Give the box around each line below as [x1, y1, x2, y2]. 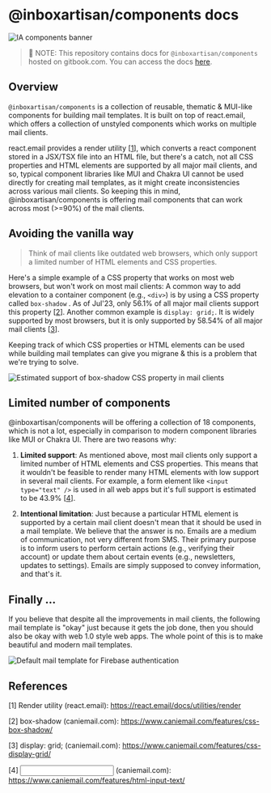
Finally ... [8, 592, 57, 606]
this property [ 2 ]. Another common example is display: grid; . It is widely [8, 307, 255, 316]
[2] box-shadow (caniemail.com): [8, 716, 120, 726]
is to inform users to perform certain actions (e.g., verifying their [19, 544, 235, 553]
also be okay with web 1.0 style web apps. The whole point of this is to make [8, 631, 264, 641]
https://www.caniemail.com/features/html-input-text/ [8, 775, 185, 785]
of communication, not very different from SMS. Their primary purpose [19, 535, 256, 545]
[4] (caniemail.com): [8, 765, 171, 774]
